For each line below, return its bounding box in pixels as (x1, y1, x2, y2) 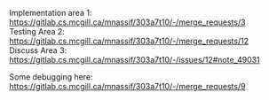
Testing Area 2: (9, 27, 65, 36)
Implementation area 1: (9, 8, 92, 18)
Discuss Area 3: (9, 45, 67, 56)
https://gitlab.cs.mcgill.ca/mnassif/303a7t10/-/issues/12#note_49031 (9, 55, 260, 65)
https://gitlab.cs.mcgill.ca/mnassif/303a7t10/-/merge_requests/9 (9, 81, 246, 91)
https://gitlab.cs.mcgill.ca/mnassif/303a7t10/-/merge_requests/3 (9, 17, 246, 27)
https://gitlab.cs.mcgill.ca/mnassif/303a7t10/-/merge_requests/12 (9, 35, 249, 46)
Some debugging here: (9, 72, 93, 82)
